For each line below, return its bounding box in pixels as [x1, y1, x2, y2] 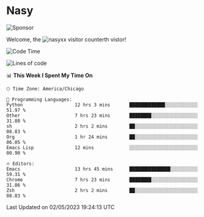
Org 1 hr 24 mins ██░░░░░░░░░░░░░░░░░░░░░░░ [6, 134, 199, 140]
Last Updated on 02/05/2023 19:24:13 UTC [6, 203, 115, 211]
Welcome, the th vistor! [6, 35, 126, 43]
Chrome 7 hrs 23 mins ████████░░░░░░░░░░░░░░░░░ [6, 177, 199, 183]
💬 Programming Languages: [6, 96, 72, 103]
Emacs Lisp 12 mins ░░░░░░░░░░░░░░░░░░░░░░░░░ [6, 144, 199, 150]
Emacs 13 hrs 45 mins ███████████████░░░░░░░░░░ [6, 166, 199, 172]
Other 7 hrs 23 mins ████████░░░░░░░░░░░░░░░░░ [6, 112, 199, 119]
